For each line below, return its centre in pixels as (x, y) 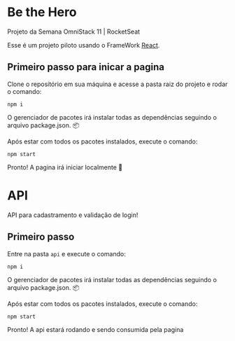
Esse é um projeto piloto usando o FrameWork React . (84, 45)
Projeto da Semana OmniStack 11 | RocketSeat (74, 32)
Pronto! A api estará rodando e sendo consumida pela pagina (95, 329)
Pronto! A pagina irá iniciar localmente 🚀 (65, 167)
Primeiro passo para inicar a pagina (86, 67)
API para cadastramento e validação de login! (73, 215)
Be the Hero (42, 12)
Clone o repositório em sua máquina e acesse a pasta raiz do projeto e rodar (117, 84)
